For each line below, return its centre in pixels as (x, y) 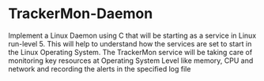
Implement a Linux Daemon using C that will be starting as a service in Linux (132, 35)
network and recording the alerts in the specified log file (100, 68)
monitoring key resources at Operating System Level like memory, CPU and (131, 61)
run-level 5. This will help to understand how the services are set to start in (130, 43)
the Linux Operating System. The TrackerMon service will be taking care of (130, 52)
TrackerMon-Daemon (81, 14)
